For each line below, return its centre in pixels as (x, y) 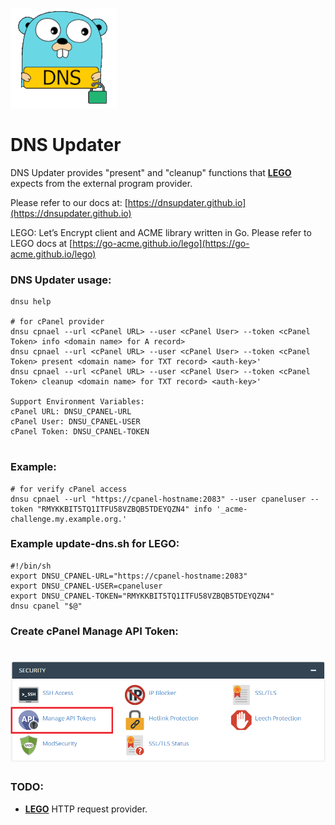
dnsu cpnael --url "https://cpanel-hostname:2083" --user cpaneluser (158, 499)
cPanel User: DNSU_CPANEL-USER (75, 422)
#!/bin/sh (31, 566)
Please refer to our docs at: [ (69, 202)
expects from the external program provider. (101, 183)
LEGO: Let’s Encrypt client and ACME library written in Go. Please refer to (161, 232)
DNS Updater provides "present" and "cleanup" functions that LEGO (151, 172)
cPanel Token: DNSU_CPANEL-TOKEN (80, 432)
